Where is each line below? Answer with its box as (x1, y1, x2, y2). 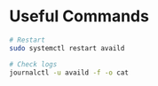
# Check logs (9, 59, 58, 68)
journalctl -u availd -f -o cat (9, 68, 129, 77)
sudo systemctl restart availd (9, 43, 125, 52)
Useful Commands (9, 6, 149, 27)
